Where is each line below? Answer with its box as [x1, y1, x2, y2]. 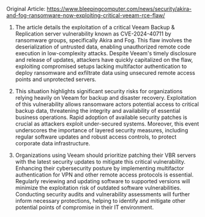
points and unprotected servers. [15, 76, 97, 83]
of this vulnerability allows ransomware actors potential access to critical [15, 101, 199, 108]
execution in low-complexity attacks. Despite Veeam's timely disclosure [15, 50, 197, 57]
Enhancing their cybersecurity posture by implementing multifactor [15, 165, 185, 172]
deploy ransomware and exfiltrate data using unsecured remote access [15, 69, 196, 76]
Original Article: [6, 6, 46, 12]
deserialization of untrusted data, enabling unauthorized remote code [15, 43, 191, 50]
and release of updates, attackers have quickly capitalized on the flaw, [15, 56, 193, 63]
